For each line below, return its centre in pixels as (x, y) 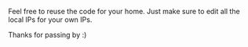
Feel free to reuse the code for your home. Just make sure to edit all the (124, 11)
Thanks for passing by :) (47, 35)
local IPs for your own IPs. (50, 20)
